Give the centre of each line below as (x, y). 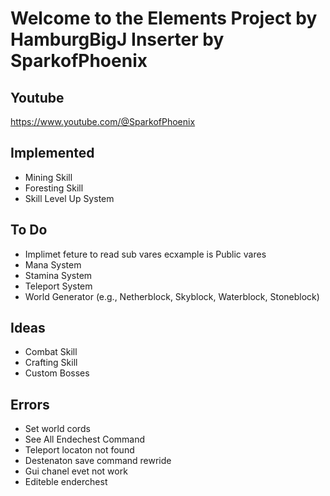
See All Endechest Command (85, 439)
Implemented (52, 153)
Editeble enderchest (66, 482)
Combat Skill (51, 352)
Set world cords (57, 429)
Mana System (53, 264)
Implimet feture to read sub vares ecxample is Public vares (145, 254)
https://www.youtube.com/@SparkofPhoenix (103, 121)
